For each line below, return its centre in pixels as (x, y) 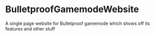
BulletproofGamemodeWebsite (72, 9)
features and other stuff (30, 28)
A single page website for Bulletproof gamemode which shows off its (78, 23)
